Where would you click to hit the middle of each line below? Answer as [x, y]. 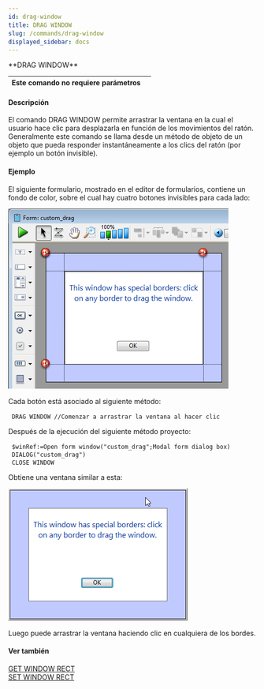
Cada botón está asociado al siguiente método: [85, 401]
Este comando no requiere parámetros [76, 82]
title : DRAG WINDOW [40, 25]
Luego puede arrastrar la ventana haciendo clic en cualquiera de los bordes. [132, 633]
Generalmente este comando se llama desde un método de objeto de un [125, 137]
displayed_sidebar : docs [49, 42]
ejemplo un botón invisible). [53, 153]
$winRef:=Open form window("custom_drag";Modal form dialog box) [121, 447]
